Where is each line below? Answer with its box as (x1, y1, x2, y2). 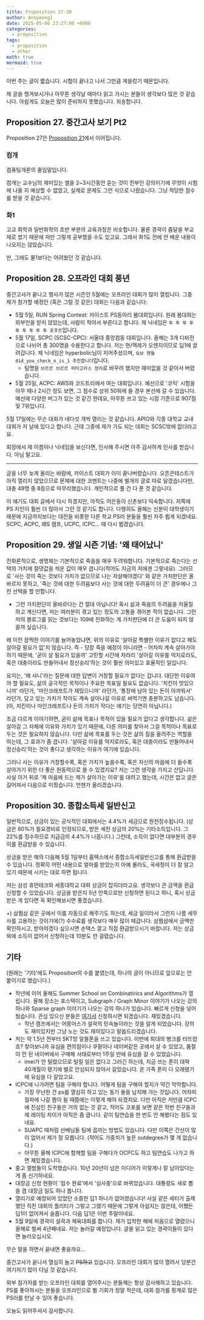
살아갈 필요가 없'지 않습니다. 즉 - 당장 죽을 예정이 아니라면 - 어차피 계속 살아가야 (6, 643, 195, 651)
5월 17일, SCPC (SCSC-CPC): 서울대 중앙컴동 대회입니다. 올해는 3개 (15, 333, 178, 341)
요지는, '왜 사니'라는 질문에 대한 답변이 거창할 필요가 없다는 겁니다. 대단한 (6, 672, 180, 679)
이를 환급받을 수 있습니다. (6, 841, 67, 848)
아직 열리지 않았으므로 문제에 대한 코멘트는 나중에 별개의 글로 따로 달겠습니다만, (6, 477, 194, 484)
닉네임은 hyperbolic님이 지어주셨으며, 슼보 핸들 (44, 349, 155, 356)
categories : (6, 26, 36, 32)
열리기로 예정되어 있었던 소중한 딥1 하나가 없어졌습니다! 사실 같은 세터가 (15, 1195, 185, 1202)
